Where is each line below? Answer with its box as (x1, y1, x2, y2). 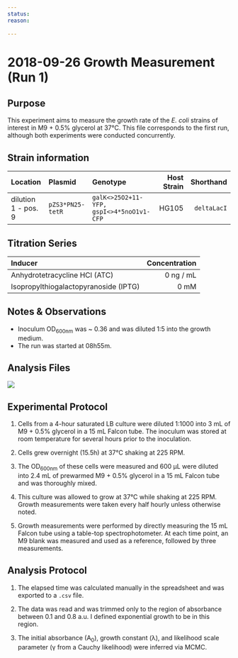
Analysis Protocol (7, 564, 87, 576)
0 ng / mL (164, 270, 197, 280)
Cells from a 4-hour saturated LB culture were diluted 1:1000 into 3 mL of (17, 420, 231, 428)
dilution (11, 194, 36, 204)
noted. (17, 508, 37, 516)
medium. (17, 334, 44, 342)
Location (11, 177, 41, 187)
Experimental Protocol (7, 401, 108, 413)
